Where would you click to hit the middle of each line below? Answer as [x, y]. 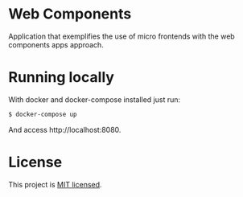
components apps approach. [56, 44]
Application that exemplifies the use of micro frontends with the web [121, 36]
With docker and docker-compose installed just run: [95, 99]
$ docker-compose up [43, 114]
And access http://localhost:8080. [65, 129]
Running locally [62, 78]
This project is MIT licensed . [55, 184]
